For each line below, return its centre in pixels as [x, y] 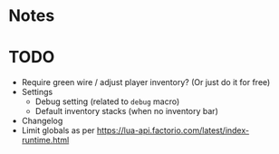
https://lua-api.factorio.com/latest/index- [173, 130]
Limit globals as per [58, 130]
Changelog [42, 121]
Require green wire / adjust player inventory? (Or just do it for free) [146, 82]
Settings [37, 92]
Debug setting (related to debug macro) [107, 101]
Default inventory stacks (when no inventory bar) [126, 111]
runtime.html [45, 140]
